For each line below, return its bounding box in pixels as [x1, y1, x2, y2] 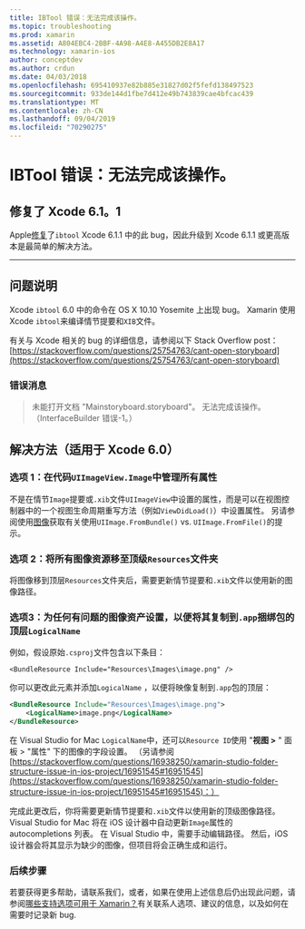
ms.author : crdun [9, 64, 75, 73]
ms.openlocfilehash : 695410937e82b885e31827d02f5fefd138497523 [9, 81, 254, 90]
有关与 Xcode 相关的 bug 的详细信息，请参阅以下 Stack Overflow [9, 335, 252, 346]
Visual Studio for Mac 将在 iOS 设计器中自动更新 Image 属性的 [9, 817, 233, 828]
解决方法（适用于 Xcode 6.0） [9, 442, 180, 457]
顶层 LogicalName [9, 625, 81, 638]
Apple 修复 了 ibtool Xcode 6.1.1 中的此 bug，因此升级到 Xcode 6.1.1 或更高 [9, 230, 282, 240]
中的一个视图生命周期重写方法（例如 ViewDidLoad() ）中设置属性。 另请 [25, 504, 288, 515]
